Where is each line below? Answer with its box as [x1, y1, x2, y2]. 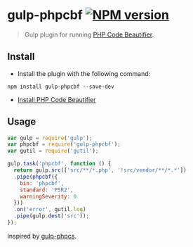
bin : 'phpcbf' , [20, 179, 65, 186]
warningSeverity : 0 [20, 193, 77, 200]
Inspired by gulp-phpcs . [7, 232, 77, 240]
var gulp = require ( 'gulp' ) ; [7, 134, 93, 141]
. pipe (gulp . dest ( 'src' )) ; [13, 213, 90, 220]
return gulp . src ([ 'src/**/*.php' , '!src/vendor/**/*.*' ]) [13, 167, 187, 174]
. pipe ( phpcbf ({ [13, 173, 58, 180]
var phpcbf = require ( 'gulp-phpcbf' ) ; [7, 141, 121, 148]
